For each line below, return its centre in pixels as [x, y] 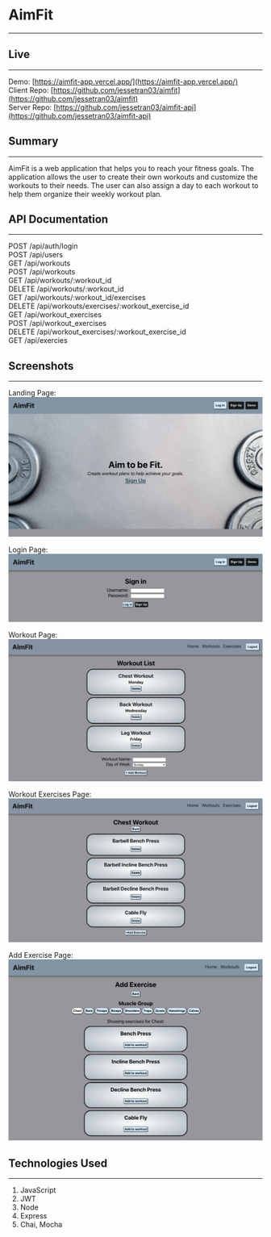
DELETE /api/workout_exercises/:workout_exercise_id [98, 332]
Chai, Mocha [41, 1225]
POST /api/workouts [42, 272]
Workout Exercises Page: [50, 794]
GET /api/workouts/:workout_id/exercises [77, 298]
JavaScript [38, 1190]
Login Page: [28, 550]
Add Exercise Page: [41, 955]
